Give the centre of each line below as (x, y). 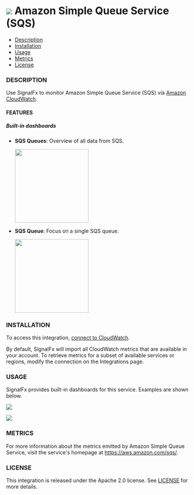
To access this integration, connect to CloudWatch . (68, 338)
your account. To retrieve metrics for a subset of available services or (90, 356)
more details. (22, 486)
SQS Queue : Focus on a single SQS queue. (67, 231)
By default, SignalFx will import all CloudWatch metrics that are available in (96, 349)
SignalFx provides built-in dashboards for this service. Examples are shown (98, 390)
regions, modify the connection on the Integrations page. (75, 362)
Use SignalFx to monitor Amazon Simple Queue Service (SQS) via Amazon (96, 93)
